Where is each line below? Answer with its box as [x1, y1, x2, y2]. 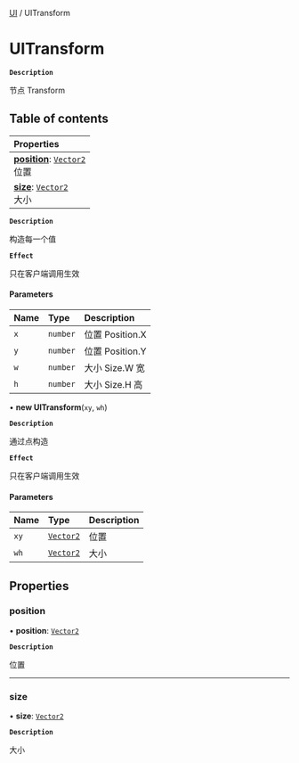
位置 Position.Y [84, 345, 147, 357]
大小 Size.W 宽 [84, 361, 145, 373]
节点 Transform [9, 85, 65, 95]
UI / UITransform [9, 8, 71, 18]
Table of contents [9, 111, 109, 127]
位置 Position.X [84, 328, 147, 340]
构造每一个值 [9, 234, 56, 244]
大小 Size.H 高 [84, 378, 143, 390]
